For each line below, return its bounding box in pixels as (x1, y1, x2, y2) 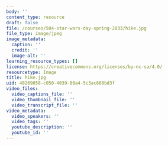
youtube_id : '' (11, 130, 49, 136)
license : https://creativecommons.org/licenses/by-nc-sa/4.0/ (6, 63, 163, 70)
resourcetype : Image (6, 69, 57, 75)
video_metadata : (6, 108, 46, 114)
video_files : (6, 86, 38, 92)
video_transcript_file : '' (11, 102, 78, 108)
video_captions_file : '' (11, 91, 73, 97)
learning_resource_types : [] (6, 58, 78, 64)
